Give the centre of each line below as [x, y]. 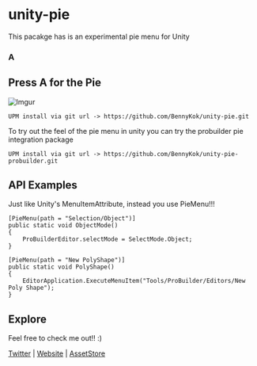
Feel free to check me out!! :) [55, 338]
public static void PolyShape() [61, 267]
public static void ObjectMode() [63, 226]
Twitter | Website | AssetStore [57, 353]
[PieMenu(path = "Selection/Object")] [72, 219]
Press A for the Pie [55, 83]
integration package [41, 139]
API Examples [43, 185]
